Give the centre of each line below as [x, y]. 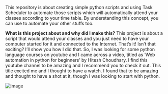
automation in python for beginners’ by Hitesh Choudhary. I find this [76, 60]
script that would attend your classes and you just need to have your [77, 38]
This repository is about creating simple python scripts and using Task [79, 7]
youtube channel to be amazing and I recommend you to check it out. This [83, 65]
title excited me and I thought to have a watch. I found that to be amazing [82, 71]
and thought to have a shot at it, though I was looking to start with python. [83, 76]
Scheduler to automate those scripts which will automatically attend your [81, 13]
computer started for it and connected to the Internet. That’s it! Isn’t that [81, 44]
